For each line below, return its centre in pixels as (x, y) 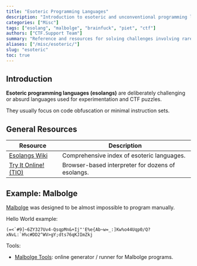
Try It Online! (27, 165)
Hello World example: (32, 219)
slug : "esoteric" (27, 50)
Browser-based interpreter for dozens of (119, 165)
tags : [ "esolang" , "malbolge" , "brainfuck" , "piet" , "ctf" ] (81, 28)
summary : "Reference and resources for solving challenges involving (93, 39)
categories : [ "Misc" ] (33, 22)
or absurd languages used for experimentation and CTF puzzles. (84, 99)
